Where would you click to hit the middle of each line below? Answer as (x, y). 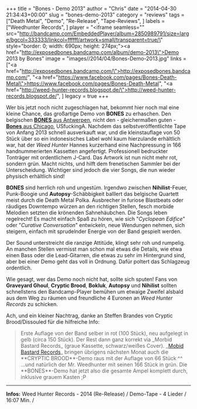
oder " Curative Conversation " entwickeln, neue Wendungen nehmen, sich (96, 225)
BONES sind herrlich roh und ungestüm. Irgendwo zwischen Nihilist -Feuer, (97, 187)
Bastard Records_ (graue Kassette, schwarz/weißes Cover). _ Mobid (102, 346)
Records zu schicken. (32, 304)
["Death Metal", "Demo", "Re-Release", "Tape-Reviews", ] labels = (86, 21)
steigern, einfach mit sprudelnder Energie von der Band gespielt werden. (94, 231)
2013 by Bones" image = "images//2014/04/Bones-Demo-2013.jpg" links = (96, 59)
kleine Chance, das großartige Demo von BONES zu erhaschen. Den (89, 114)
